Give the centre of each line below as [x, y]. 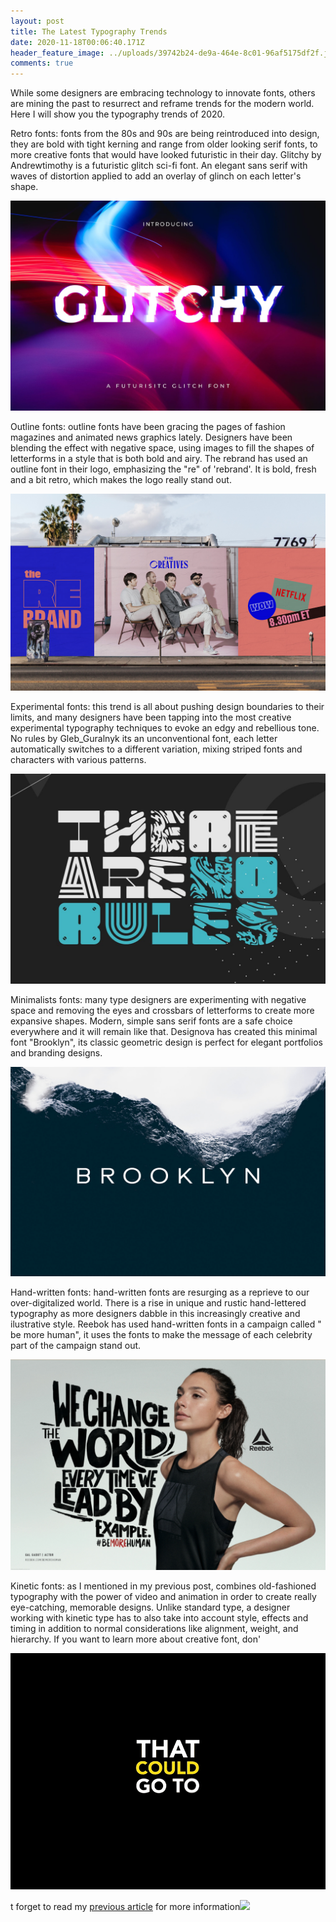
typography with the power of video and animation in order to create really [163, 1596]
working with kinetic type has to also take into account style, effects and [159, 1617]
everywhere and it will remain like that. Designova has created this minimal [164, 1031]
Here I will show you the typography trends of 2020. [118, 114]
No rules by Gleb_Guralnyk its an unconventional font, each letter [144, 739]
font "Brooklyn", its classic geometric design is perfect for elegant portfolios [166, 1042]
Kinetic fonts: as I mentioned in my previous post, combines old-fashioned [163, 1586]
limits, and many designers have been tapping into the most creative [151, 717]
